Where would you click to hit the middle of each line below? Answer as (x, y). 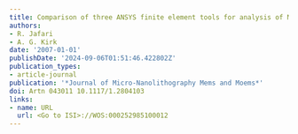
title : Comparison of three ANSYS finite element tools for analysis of (146, 17)
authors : (25, 26)
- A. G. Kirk (33, 42)
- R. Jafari (31, 33)
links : (21, 99)
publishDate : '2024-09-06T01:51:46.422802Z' (93, 58)
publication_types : (45, 67)
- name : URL (31, 108)
